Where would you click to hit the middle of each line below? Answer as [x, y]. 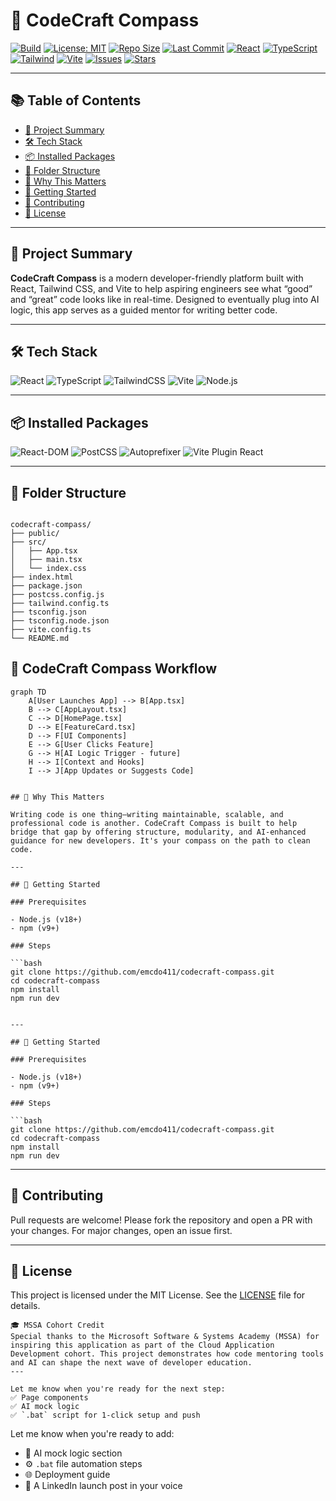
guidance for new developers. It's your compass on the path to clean [160, 840]
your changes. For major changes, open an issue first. [121, 1230]
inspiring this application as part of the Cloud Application [142, 1345]
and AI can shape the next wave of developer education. [131, 1363]
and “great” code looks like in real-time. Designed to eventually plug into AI [165, 299]
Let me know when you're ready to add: [92, 1434]
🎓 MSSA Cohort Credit [57, 1325]
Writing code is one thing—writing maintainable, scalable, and [147, 814]
